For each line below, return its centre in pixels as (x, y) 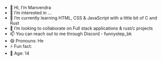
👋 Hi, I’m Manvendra (30, 8)
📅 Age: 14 (20, 53)
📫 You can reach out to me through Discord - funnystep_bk (71, 34)
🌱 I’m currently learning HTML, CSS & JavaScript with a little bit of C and (83, 18)
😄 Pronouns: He (26, 41)
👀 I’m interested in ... (31, 13)
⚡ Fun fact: (21, 46)
